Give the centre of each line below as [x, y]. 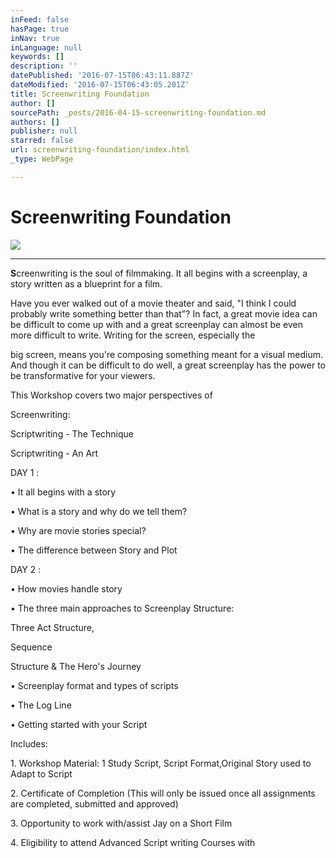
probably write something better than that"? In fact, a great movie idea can [164, 313]
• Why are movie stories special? [78, 530]
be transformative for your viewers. [83, 375]
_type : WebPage [42, 159]
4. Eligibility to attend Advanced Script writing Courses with [133, 842]
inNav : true [35, 38]
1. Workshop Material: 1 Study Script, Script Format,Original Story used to [161, 763]
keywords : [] [37, 57]
